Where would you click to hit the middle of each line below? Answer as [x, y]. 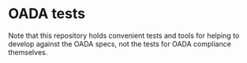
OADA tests [47, 14]
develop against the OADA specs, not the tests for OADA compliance [120, 43]
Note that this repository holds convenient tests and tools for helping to [124, 35]
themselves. [28, 52]
